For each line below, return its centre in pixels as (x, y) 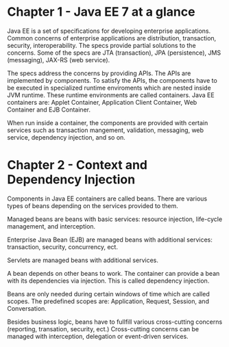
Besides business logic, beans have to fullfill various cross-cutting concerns (115, 322)
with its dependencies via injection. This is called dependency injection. (108, 281)
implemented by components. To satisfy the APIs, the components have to (112, 80)
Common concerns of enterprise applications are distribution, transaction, (112, 38)
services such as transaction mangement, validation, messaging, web (106, 130)
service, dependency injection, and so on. (66, 137)
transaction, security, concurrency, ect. (63, 246)
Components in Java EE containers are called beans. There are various (107, 198)
